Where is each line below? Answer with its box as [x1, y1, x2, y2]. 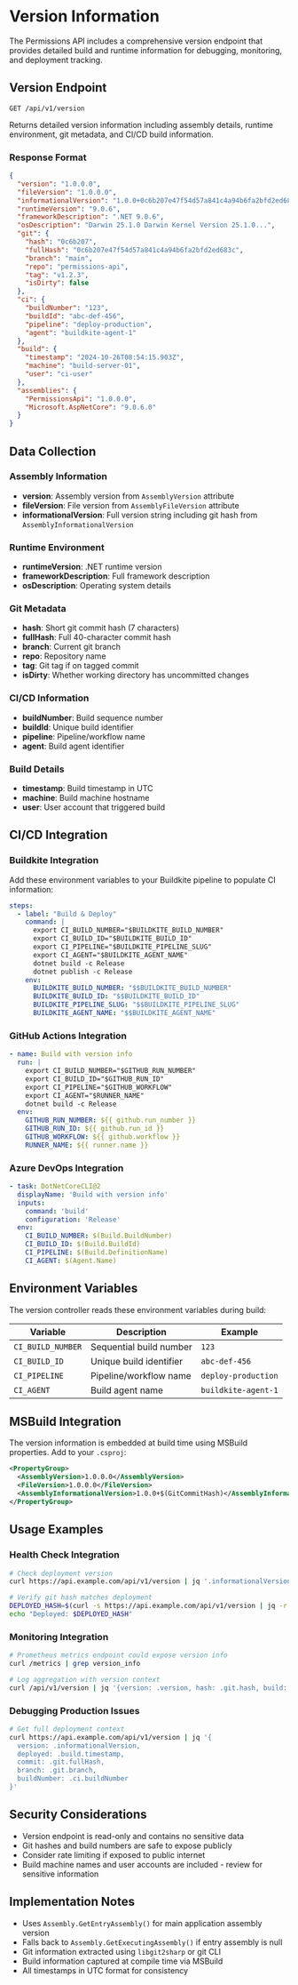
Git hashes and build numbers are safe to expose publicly [21, 1840, 232, 1851]
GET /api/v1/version [9, 104, 86, 113]
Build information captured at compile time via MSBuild [21, 1956, 223, 1966]
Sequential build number [90, 1341, 192, 1353]
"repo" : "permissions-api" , [25, 262, 129, 271]
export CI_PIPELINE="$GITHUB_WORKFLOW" [25, 1083, 173, 1092]
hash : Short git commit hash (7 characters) [21, 622, 180, 633]
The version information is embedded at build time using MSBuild [9, 1437, 248, 1448]
